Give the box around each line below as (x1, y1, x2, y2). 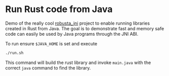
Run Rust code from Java (5, 4, 113, 15)
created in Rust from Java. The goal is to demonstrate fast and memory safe (5, 25, 164, 31)
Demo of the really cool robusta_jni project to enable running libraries (5, 20, 150, 26)
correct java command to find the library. (5, 64, 91, 71)
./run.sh (5, 50, 24, 55)
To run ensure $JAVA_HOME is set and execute (5, 40, 98, 46)
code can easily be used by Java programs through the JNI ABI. (5, 31, 139, 37)
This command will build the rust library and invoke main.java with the (5, 59, 151, 65)
